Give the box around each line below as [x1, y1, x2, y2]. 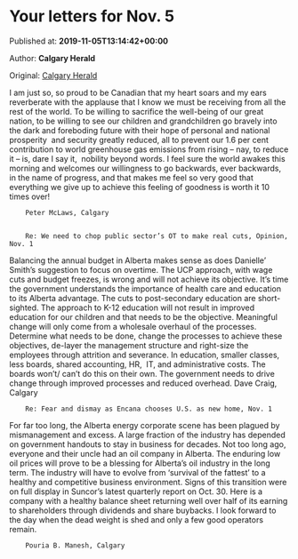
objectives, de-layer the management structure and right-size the [9, 339, 249, 350]
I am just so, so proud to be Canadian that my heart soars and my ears [9, 87, 267, 98]
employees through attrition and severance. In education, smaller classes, [9, 349, 280, 360]
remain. [9, 523, 37, 534]
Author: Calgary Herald [9, 52, 96, 63]
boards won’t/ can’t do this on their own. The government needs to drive [9, 368, 276, 379]
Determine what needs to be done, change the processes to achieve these [9, 331, 283, 341]
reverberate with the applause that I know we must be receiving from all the [9, 96, 286, 108]
